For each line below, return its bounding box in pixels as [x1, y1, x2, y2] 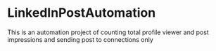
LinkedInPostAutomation [7, 5, 156, 21]
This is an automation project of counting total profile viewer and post [7, 28, 209, 36]
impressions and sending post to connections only [7, 35, 153, 43]
